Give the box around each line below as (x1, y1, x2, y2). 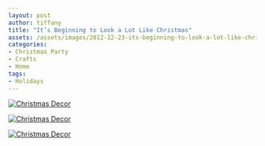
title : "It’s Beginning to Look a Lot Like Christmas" (8, 26, 192, 34)
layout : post (8, 11, 51, 20)
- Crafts (8, 56, 37, 64)
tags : (8, 70, 26, 78)
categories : (8, 41, 47, 49)
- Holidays (8, 77, 44, 85)
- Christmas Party (8, 48, 69, 56)
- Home (8, 63, 30, 71)
